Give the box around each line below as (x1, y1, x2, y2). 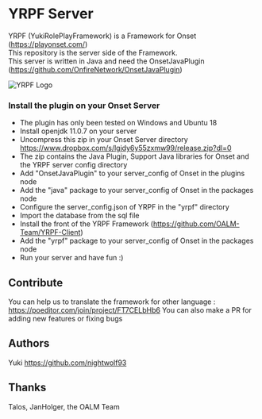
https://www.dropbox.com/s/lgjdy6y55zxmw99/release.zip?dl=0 (19, 144, 232, 153)
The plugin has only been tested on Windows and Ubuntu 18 (19, 118, 218, 128)
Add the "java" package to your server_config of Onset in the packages (19, 186, 254, 195)
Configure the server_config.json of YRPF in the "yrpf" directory (19, 202, 230, 212)
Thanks (8, 381, 47, 394)
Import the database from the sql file (19, 211, 140, 221)
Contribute (8, 275, 64, 290)
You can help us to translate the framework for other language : (8, 297, 216, 306)
